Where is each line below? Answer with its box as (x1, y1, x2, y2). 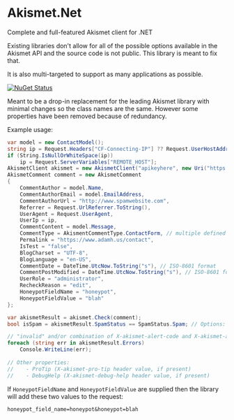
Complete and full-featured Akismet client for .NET (7, 28, 153, 36)
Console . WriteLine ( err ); (19, 346, 92, 354)
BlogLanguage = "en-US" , (19, 256, 92, 263)
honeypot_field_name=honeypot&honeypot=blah (7, 405, 139, 413)
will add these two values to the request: (7, 392, 124, 400)
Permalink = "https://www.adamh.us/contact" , (19, 236, 155, 244)
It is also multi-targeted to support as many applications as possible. (7, 70, 203, 78)
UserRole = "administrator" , (19, 275, 104, 282)
